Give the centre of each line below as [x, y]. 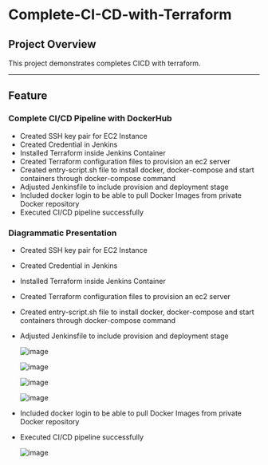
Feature [28, 96]
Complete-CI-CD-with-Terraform [120, 15]
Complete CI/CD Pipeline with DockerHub [91, 119]
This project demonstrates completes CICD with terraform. [104, 63]
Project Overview [52, 44]
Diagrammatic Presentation [63, 233]
